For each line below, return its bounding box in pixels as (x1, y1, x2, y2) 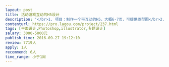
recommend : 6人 (5, 49, 36, 54)
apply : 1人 (5, 45, 28, 50)
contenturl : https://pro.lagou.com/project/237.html (5, 21, 119, 27)
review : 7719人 (5, 40, 36, 45)
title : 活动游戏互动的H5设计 (5, 12, 60, 17)
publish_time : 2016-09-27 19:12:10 (5, 36, 80, 41)
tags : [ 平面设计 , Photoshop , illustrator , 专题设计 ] (5, 26, 106, 31)
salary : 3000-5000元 (5, 31, 48, 36)
